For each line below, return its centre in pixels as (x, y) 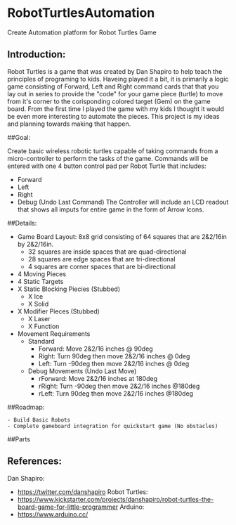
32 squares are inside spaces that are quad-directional (107, 252)
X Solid (38, 304)
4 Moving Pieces (42, 274)
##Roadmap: (26, 407)
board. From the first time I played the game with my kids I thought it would (116, 109)
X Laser (39, 318)
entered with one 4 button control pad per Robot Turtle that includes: (107, 166)
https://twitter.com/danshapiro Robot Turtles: (83, 492)
